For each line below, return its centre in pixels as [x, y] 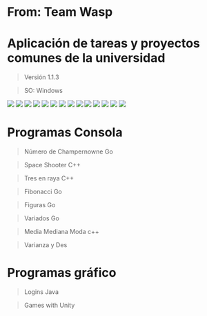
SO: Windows [43, 91]
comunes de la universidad [86, 58]
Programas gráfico [62, 273]
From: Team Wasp [60, 12]
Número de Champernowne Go [69, 151]
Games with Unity [49, 305]
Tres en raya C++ [49, 178]
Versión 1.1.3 [42, 77]
